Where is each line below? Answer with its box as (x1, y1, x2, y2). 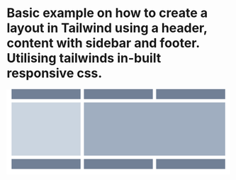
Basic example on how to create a (6, 5, 208, 21)
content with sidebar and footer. (6, 35, 200, 51)
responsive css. (6, 65, 103, 81)
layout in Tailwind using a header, (6, 20, 208, 36)
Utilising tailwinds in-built (6, 50, 162, 67)
